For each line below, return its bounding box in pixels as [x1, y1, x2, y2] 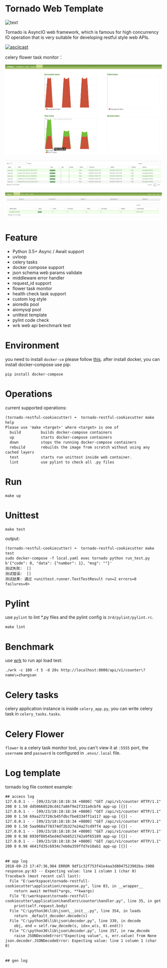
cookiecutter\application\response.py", [5, 883, 90, 889]
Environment [5, 340, 60, 351]
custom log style [12, 296, 47, 302]
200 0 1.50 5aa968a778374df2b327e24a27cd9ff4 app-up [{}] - [5, 824, 133, 829]
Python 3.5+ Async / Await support [12, 248, 84, 254]
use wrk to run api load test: [5, 657, 63, 664]
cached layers [5, 449, 35, 455]
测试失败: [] [5, 566, 31, 571]
